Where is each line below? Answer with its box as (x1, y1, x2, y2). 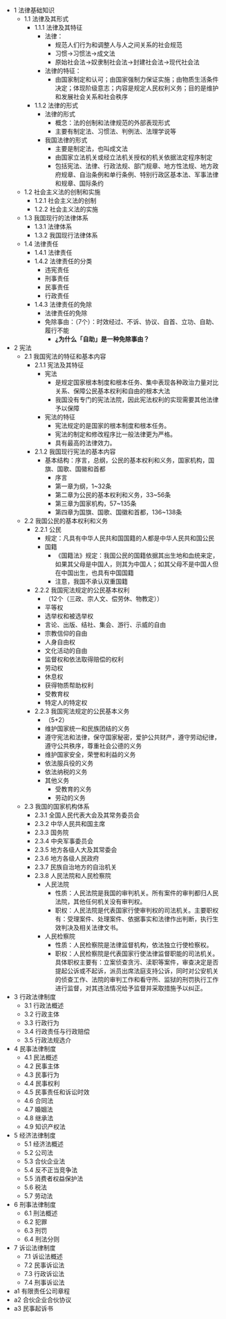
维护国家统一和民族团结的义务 (44, 724, 130, 733)
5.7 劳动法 (23, 1192, 53, 1200)
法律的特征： (44, 66, 82, 75)
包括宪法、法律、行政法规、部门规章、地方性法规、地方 (55, 162, 213, 170)
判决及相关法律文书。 (61, 924, 122, 931)
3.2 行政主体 (23, 1010, 60, 1018)
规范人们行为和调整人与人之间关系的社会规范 (55, 41, 182, 48)
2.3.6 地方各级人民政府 (34, 854, 100, 862)
